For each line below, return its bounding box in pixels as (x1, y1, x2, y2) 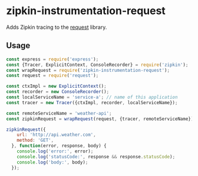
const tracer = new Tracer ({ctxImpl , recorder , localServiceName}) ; (6, 99, 178, 105)
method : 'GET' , (16, 137, 54, 144)
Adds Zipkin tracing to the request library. (6, 24, 107, 31)
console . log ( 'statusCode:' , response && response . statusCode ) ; (16, 154, 176, 160)
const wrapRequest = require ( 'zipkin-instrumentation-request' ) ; (6, 67, 170, 73)
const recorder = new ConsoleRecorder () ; (6, 89, 110, 95)
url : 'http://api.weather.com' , (16, 132, 96, 138)
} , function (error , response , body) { (11, 143, 107, 149)
